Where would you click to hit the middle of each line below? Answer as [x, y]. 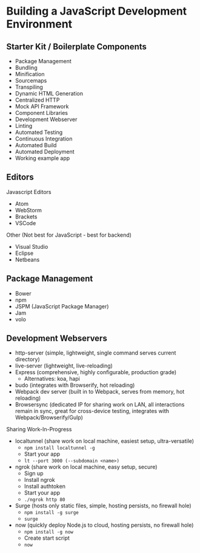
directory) [28, 360]
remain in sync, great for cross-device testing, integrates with [92, 411]
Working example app [42, 158]
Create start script [47, 538]
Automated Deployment [45, 151]
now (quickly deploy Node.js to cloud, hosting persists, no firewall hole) [104, 525]
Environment [39, 24]
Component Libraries [42, 113]
